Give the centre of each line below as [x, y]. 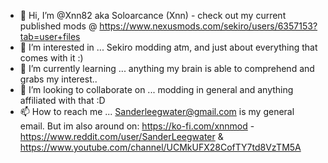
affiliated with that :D [62, 100]
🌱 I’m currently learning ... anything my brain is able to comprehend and [167, 68]
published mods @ [58, 26]
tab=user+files [50, 36]
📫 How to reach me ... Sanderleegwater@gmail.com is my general [157, 111]
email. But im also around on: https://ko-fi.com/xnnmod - [137, 126]
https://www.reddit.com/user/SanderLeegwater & [121, 136]
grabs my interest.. [58, 79]
